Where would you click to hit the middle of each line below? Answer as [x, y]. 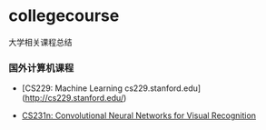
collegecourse [64, 16]
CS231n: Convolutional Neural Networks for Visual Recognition [138, 115]
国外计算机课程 [41, 67]
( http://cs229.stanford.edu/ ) [74, 98]
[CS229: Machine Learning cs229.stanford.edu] [111, 88]
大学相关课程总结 [40, 42]
